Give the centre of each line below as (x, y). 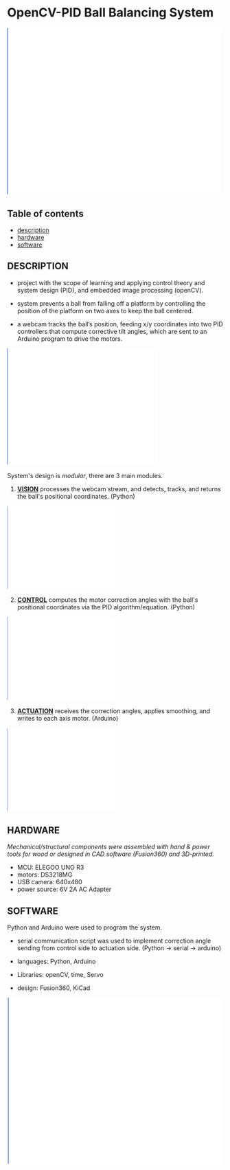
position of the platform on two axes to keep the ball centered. (105, 311)
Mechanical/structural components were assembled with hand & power (109, 847)
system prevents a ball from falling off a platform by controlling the (111, 303)
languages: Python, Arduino (56, 961)
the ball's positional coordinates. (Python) (76, 496)
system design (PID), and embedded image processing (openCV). (110, 290)
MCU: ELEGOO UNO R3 (50, 868)
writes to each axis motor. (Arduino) (68, 718)
